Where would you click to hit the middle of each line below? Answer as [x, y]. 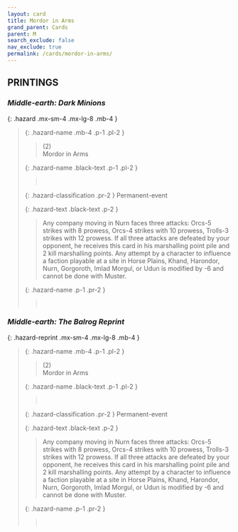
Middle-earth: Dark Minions [56, 103]
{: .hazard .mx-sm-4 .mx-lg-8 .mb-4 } [63, 118]
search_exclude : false [41, 41]
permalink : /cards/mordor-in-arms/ [60, 54]
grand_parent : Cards [38, 27]
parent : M [22, 34]
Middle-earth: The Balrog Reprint [66, 322]
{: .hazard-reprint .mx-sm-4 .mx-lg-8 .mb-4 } [74, 337]
